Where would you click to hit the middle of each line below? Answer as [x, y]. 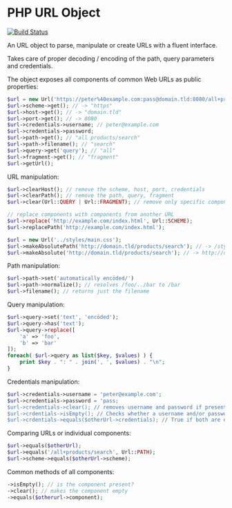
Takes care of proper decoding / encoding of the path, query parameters [111, 58]
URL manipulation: [33, 177]
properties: [23, 86]
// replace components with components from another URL [91, 215]
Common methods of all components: [61, 471]
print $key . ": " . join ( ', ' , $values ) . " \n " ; [93, 362]
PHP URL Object [54, 13]
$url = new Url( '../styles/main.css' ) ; [65, 240]
